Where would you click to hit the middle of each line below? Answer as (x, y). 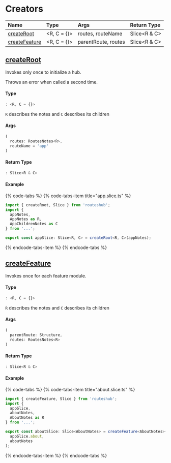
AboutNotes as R (27, 418)
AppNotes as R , (26, 219)
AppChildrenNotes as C (34, 224)
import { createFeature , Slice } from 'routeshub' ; (61, 399)
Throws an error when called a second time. (52, 82)
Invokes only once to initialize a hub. (43, 72)
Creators (24, 9)
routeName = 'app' (30, 146)
